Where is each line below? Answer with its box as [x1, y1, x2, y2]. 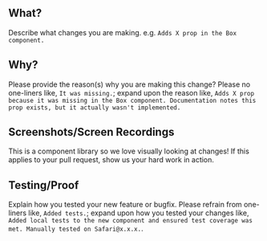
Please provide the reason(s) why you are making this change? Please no [8, 80, 251, 89]
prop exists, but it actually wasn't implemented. [8, 104, 181, 112]
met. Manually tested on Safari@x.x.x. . [8, 224, 144, 234]
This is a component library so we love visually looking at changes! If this [8, 146, 250, 156]
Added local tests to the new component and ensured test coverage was [8, 217, 253, 225]
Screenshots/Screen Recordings [8, 125, 175, 139]
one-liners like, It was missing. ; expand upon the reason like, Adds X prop [8, 88, 255, 97]
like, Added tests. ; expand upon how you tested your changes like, [27, 208, 249, 218]
